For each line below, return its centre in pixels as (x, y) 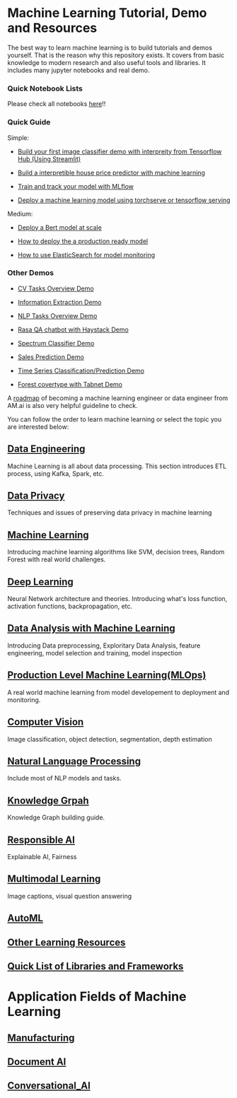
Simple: (18, 138)
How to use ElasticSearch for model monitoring (86, 255)
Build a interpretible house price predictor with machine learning (111, 173)
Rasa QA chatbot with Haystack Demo (73, 329)
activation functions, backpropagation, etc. (70, 607)
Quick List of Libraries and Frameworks (96, 966)
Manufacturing (41, 1038)
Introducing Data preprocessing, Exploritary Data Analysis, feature (104, 646)
